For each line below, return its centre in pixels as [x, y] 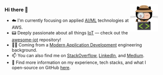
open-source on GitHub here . [41, 68]
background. [24, 50]
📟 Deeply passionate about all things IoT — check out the [70, 33]
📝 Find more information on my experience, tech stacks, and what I [79, 62]
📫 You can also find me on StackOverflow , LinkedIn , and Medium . [78, 56]
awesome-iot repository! [36, 40]
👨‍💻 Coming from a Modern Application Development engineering [77, 45]
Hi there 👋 [17, 10]
